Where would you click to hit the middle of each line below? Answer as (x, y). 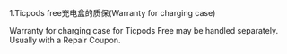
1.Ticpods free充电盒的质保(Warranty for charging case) (113, 13)
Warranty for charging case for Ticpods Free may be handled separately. (144, 31)
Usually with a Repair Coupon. (65, 40)
